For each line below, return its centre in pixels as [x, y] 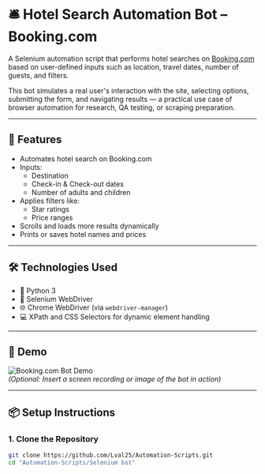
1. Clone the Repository [53, 438]
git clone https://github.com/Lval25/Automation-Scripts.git [111, 455]
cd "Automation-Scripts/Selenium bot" [72, 462]
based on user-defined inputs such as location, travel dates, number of [123, 66]
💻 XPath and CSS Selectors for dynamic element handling [115, 317]
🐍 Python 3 [38, 290]
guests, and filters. [39, 75]
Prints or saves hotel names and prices [83, 234]
